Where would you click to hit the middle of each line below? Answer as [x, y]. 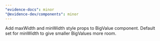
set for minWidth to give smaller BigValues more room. [61, 33]
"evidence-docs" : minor [30, 10]
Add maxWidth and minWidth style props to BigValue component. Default [80, 28]
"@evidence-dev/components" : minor [42, 14]
